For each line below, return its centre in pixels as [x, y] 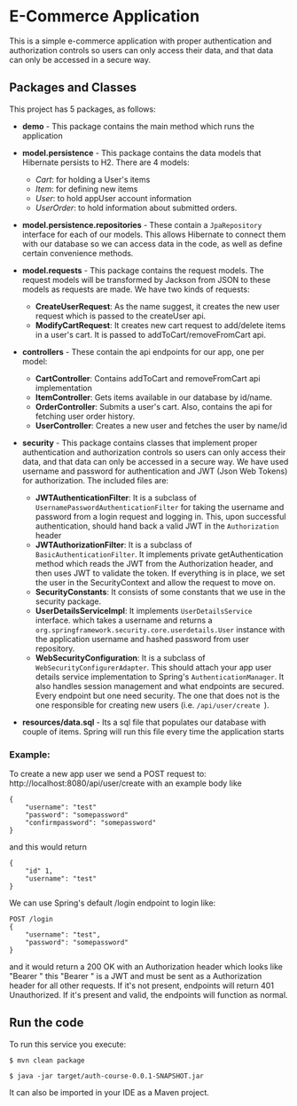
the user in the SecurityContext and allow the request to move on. [156, 582]
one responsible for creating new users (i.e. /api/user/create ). [152, 705]
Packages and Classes [73, 87]
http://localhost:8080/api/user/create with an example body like [125, 783]
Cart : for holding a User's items [93, 179]
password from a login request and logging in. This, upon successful [160, 516]
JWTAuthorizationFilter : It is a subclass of [113, 545]
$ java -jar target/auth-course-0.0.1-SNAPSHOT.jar [106, 1076]
